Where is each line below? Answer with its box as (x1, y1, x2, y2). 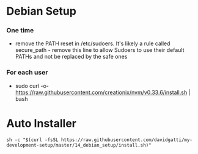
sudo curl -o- (15, 82, 49, 89)
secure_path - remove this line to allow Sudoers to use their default (15, 46, 185, 54)
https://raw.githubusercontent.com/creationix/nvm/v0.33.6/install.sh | (15, 89, 191, 96)
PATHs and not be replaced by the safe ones (15, 53, 128, 61)
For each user (6, 68, 48, 77)
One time (6, 26, 34, 35)
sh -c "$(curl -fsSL (6, 136, 59, 143)
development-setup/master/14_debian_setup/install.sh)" (6, 142, 152, 148)
